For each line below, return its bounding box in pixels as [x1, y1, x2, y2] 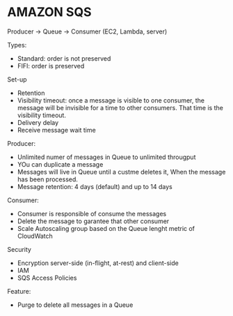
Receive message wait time [17, 126, 96, 134]
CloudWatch [17, 232, 54, 240]
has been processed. [17, 175, 79, 183]
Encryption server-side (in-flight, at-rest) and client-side [17, 259, 179, 267]
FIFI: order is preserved [17, 61, 85, 70]
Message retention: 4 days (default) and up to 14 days [17, 182, 172, 190]
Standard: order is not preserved [17, 54, 111, 63]
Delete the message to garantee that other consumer [17, 217, 170, 225]
